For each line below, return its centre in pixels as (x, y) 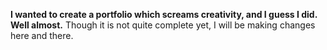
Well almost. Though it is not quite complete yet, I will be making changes (163, 25)
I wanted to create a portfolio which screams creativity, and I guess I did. (164, 14)
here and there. (42, 35)
